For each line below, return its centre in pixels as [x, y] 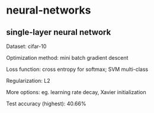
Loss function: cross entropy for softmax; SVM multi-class [77, 69]
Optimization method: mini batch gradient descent [67, 58]
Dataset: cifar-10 [26, 46]
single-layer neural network [59, 32]
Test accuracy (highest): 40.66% [46, 104]
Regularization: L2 [28, 81]
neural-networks [49, 10]
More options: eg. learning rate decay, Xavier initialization [76, 92]
